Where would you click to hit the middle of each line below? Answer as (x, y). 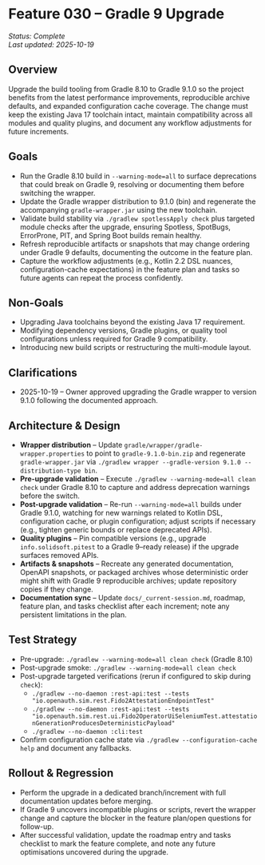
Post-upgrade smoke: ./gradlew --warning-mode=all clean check (128, 668)
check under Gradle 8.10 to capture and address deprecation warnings (134, 487)
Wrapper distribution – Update (71, 445)
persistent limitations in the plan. (73, 615)
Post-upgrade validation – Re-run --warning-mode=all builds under (131, 504)
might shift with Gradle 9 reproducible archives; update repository (128, 581)
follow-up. (37, 826)
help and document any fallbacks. (75, 747)
